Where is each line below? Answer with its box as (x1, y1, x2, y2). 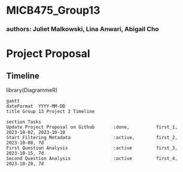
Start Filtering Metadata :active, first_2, (6, 135, 178, 141)
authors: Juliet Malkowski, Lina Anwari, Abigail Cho (6, 25, 160, 33)
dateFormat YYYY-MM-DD (6, 103, 66, 109)
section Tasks (6, 119, 42, 125)
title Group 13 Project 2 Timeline (6, 109, 95, 115)
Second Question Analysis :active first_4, (6, 156, 178, 162)
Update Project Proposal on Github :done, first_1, (6, 124, 178, 130)
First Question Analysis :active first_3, (6, 145, 178, 151)
